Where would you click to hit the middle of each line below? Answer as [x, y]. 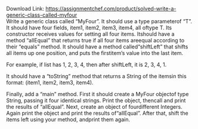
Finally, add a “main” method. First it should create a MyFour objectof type [98, 94]
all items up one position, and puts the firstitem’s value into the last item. [95, 53]
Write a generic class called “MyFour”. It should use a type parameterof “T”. [99, 21]
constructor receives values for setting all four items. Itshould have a [90, 34]
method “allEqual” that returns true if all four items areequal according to [95, 40]
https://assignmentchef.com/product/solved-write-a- [111, 9]
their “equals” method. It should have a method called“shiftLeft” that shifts [97, 47]
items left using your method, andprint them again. [68, 119]
